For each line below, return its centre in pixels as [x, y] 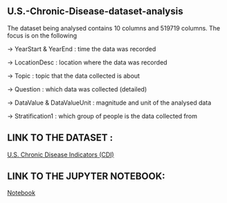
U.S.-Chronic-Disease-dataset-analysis [95, 11]
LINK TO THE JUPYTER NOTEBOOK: [86, 176]
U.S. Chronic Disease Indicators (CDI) [61, 155]
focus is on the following [42, 35]
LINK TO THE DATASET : [60, 138]
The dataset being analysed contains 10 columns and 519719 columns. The [114, 28]
